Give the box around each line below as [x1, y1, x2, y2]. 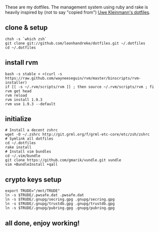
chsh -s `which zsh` [5, 36, 47, 41]
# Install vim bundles [5, 149, 51, 154]
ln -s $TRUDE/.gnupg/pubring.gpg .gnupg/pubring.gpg [5, 206, 115, 210]
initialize [5, 115, 32, 123]
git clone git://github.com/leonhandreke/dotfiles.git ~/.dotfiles [5, 41, 146, 46]
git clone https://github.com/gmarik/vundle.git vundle [5, 158, 121, 163]
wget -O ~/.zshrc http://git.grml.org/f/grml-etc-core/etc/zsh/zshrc [5, 132, 150, 137]
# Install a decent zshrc [5, 128, 58, 133]
